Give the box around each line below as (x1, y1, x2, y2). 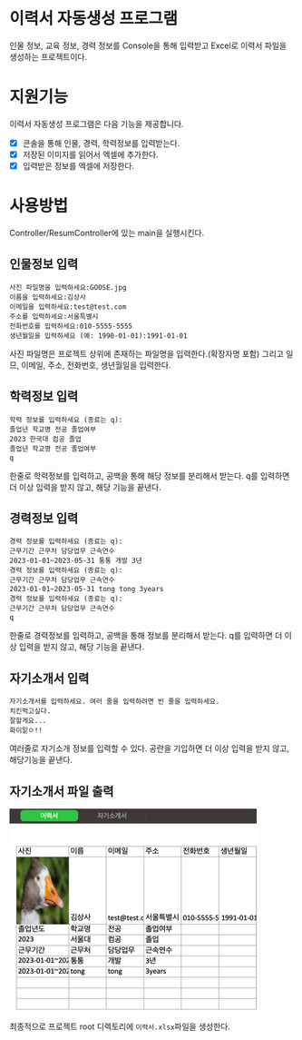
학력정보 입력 (9, 389, 79, 404)
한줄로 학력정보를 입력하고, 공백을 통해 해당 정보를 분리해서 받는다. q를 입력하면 (9, 470, 290, 481)
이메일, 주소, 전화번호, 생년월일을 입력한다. (21, 360, 171, 371)
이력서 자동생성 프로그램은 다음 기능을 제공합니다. (9, 118, 184, 129)
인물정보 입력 (9, 256, 79, 272)
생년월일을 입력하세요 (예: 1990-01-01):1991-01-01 (9, 331, 188, 341)
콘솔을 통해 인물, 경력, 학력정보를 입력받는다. (22, 137, 180, 148)
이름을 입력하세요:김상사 (9, 292, 86, 302)
